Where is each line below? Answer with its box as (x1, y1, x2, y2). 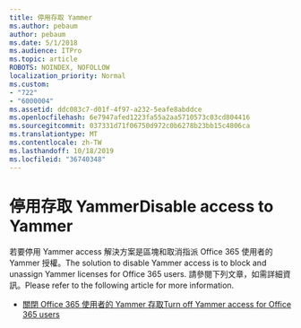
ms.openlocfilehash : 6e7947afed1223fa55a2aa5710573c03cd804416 (9, 113, 251, 122)
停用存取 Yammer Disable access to (9, 196, 274, 216)
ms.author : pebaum (9, 22, 78, 30)
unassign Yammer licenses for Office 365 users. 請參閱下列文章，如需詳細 (9, 269, 284, 280)
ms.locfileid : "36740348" (9, 154, 106, 164)
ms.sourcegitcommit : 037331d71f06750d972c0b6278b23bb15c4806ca (9, 122, 251, 131)
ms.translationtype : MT (9, 130, 99, 139)
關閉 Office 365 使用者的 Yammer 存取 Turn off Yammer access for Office (21, 299, 292, 310)
